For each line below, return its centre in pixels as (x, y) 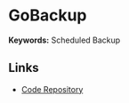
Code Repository (52, 89)
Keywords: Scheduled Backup (64, 40)
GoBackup (48, 16)
